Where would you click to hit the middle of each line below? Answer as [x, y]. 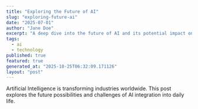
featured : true [25, 61]
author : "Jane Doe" [30, 28]
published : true [26, 55]
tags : [13, 39]
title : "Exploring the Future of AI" [52, 11]
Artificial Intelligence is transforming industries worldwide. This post [89, 88]
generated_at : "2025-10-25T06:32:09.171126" [62, 66]
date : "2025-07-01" [30, 22]
